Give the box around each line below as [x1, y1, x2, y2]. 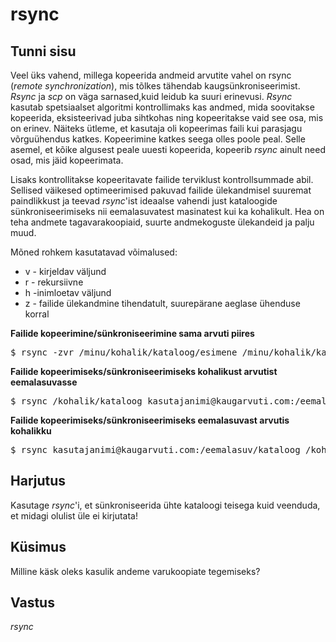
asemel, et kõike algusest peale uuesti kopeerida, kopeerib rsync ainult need [10, 144, 326, 155]
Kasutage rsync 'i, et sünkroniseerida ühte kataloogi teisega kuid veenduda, [10, 499, 321, 511]
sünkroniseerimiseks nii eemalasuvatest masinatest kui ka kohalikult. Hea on [10, 206, 325, 217]
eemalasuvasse [10, 376, 78, 388]
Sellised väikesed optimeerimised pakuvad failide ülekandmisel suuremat [10, 184, 312, 196]
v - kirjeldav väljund [24, 266, 107, 277]
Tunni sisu [10, 43, 77, 60]
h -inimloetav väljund [24, 287, 112, 298]
